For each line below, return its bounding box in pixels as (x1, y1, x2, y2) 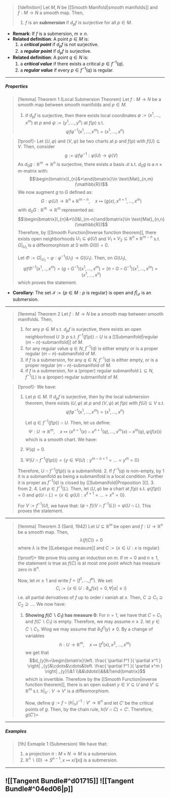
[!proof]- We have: (17, 384, 57, 390)
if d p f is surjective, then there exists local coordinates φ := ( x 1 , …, (25, 111, 161, 120)
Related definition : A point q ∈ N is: (12, 54, 89, 60)
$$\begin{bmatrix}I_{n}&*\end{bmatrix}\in (29, 176, 118, 182)
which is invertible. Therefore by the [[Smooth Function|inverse (25, 676, 157, 682)
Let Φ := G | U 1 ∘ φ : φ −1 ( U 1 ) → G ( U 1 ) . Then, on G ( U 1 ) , (17, 254, 127, 263)
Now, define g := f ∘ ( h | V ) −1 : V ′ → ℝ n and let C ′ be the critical (25, 699, 153, 707)
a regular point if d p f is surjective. (20, 48, 92, 55)
